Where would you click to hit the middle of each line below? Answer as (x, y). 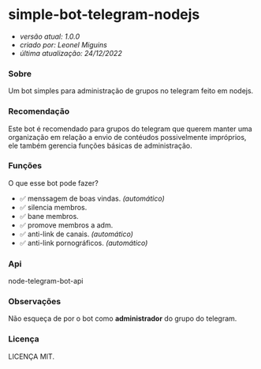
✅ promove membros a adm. (66, 225)
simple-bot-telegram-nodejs (104, 15)
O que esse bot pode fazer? (53, 183)
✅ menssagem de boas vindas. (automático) (92, 198)
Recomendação (39, 111)
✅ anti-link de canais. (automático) (76, 234)
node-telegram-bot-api (46, 281)
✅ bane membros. (49, 216)
